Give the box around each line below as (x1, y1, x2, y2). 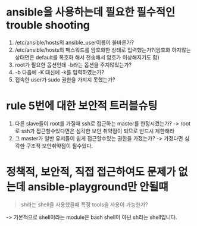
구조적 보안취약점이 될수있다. (26, 142, 93, 149)
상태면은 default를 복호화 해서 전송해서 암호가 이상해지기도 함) (14, 54, 160, 61)
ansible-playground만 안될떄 (27, 180, 168, 194)
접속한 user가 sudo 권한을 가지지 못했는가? (14, 76, 115, 83)
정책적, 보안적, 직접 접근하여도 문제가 (6, 165, 176, 179)
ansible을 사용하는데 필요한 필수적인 (6, 5, 176, 19)
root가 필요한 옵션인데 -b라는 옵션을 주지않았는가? (14, 61, 132, 68)
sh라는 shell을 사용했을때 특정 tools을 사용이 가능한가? (20, 200, 148, 208)
